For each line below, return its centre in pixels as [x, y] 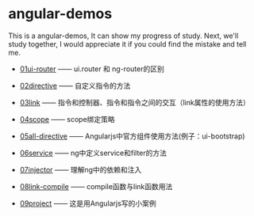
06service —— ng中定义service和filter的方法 [93, 153]
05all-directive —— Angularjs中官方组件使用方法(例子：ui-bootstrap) [132, 136]
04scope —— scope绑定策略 [67, 119]
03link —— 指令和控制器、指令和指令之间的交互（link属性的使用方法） [135, 102]
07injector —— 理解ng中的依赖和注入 [81, 169]
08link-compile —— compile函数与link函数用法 [96, 186]
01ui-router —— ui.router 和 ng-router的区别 [92, 69]
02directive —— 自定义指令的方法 [75, 85]
